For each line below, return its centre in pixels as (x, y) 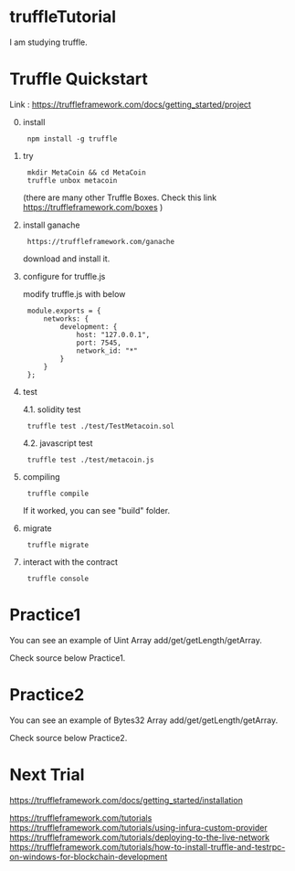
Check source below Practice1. (68, 658)
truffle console (58, 579)
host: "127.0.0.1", (113, 335)
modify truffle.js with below (74, 293)
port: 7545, (99, 343)
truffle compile (58, 494)
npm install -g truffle (72, 139)
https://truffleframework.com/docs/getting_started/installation (126, 800)
